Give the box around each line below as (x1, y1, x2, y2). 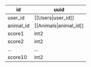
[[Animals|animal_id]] (34, 22, 84, 29)
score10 (7, 54, 28, 60)
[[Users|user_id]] (34, 15, 74, 21)
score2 (7, 38, 24, 45)
